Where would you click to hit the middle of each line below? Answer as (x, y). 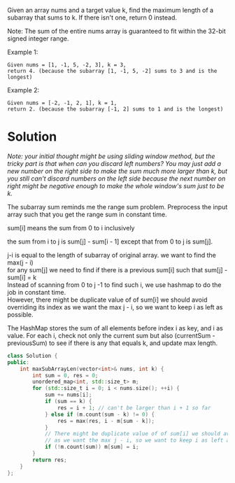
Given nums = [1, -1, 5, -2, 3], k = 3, (67, 65)
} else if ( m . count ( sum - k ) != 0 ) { (100, 414)
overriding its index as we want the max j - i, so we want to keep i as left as (115, 307)
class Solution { (33, 356)
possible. (20, 314)
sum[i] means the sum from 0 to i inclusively (71, 227)
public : (19, 362)
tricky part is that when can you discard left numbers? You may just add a (114, 163)
